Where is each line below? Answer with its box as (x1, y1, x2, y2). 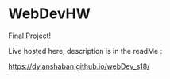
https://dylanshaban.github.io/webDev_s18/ (8, 61, 150, 71)
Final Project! (8, 31, 52, 40)
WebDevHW (8, 5, 91, 23)
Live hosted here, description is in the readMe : (8, 46, 163, 55)
